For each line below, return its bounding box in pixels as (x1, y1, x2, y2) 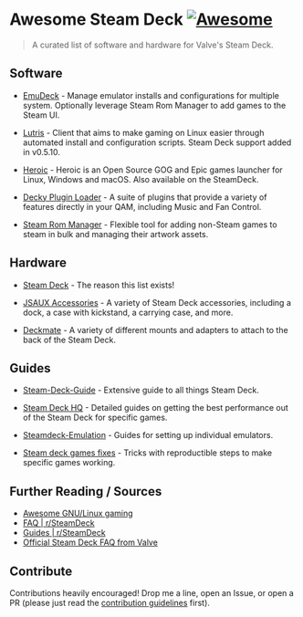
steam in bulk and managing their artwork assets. (22, 228, 209, 239)
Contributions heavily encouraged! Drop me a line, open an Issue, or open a (9, 588, 294, 598)
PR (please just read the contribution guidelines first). (9, 598, 210, 608)
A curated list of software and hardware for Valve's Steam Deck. (31, 39, 274, 50)
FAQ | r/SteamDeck (22, 518, 95, 528)
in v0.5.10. (22, 146, 61, 157)
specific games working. (22, 457, 116, 468)
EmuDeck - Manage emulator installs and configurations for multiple (22, 89, 280, 100)
